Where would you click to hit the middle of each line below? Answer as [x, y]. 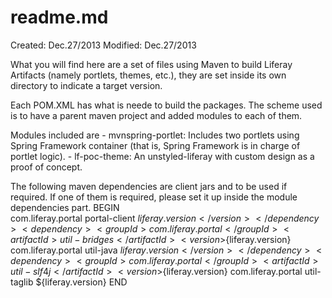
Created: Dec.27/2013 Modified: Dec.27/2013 [103, 45]
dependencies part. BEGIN [65, 207]
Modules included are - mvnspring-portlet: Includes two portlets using [155, 135]
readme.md [59, 17]
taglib [22, 282]
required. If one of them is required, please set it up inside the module [154, 197]
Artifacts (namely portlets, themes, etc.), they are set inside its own [148, 75]
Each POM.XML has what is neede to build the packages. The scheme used [166, 105]
